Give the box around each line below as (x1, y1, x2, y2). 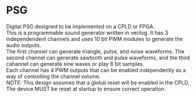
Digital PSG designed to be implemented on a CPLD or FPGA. (6, 23, 155, 30)
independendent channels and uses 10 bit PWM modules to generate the (6, 35, 183, 42)
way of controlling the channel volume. (6, 73, 101, 80)
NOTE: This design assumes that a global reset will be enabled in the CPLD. (6, 79, 190, 86)
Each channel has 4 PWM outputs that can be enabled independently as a (6, 66, 186, 73)
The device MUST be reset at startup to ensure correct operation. (6, 85, 166, 92)
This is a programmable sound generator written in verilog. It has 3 (6, 29, 168, 36)
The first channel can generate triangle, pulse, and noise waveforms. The (6, 48, 185, 55)
